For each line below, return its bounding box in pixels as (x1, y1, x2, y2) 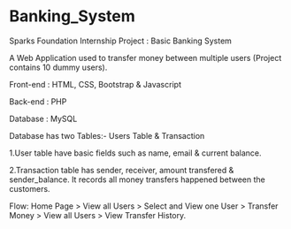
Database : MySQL (9, 113, 78, 124)
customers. (9, 183, 50, 194)
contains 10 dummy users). (9, 62, 108, 73)
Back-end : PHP (9, 95, 67, 107)
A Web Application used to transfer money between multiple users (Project (9, 52, 282, 63)
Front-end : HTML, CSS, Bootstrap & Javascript (9, 79, 181, 89)
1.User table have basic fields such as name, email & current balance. (9, 148, 263, 158)
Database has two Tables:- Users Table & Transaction (9, 130, 205, 141)
